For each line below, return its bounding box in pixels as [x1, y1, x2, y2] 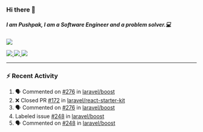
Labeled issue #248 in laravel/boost [14, 113, 105, 120]
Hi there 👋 [6, 5, 36, 14]
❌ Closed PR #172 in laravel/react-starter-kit [14, 97, 126, 104]
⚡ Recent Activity [6, 71, 59, 80]
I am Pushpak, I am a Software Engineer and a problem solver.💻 [6, 21, 172, 28]
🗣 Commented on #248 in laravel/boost [14, 119, 116, 127]
